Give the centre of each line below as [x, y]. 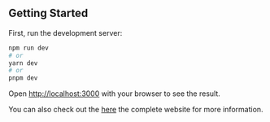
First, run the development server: [65, 33]
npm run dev [28, 48]
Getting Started [48, 13]
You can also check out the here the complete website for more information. [136, 110]
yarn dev [23, 63]
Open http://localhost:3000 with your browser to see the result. [115, 94]
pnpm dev [23, 78]
